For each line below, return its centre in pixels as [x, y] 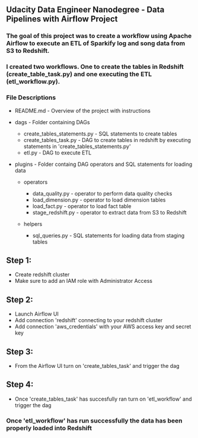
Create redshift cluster [42, 275]
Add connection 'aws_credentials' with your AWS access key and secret [103, 327]
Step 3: [20, 352]
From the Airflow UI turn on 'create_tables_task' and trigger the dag [97, 365]
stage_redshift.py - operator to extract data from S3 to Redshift [109, 212]
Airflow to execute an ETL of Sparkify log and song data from [96, 43]
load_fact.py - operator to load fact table [82, 206]
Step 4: [20, 385]
